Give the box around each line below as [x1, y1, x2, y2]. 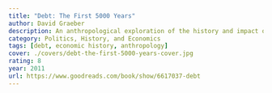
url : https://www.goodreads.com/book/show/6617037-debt [8, 72, 201, 80]
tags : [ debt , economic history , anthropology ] [8, 42, 168, 50]
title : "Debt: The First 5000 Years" [8, 11, 136, 20]
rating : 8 [8, 57, 42, 66]
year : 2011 [8, 65, 45, 73]
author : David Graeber [8, 19, 85, 27]
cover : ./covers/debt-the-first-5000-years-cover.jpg [8, 49, 194, 57]
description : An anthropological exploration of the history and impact [8, 27, 259, 35]
